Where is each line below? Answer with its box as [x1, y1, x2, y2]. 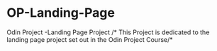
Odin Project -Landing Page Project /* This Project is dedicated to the [6, 28, 210, 36]
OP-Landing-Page [6, 5, 115, 21]
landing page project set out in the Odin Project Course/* [6, 35, 173, 43]
